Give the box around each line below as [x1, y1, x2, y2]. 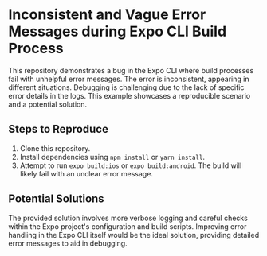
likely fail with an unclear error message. [19, 169, 154, 178]
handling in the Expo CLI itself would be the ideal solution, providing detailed [8, 230, 260, 239]
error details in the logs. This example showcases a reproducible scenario [8, 91, 251, 100]
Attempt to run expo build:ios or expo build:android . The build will [19, 161, 242, 170]
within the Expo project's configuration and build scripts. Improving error [8, 221, 247, 231]
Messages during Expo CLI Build [8, 22, 227, 41]
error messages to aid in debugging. [8, 239, 128, 248]
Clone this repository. [19, 143, 91, 153]
